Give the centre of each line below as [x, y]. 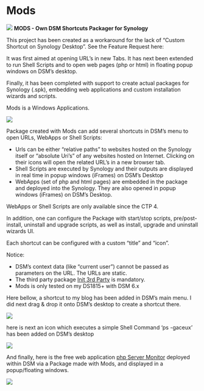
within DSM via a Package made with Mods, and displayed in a [85, 364]
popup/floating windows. [37, 370]
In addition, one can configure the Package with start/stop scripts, [89, 218]
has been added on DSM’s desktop [50, 334]
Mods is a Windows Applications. [48, 108]
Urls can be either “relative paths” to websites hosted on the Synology [103, 149]
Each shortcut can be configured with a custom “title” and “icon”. [88, 243]
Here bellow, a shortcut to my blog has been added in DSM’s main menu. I [99, 298]
